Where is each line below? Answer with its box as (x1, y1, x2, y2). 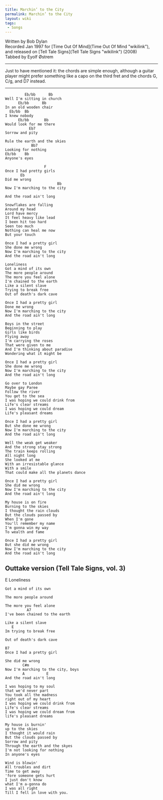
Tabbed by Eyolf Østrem (5, 54, 53, 60)
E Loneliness (5, 577, 31, 583)
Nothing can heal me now (5, 228, 55, 233)
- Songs (7, 25, 23, 30)
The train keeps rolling (5, 449, 55, 454)
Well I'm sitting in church (5, 97, 62, 101)
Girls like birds (5, 330, 40, 335)
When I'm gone (5, 517, 34, 522)
